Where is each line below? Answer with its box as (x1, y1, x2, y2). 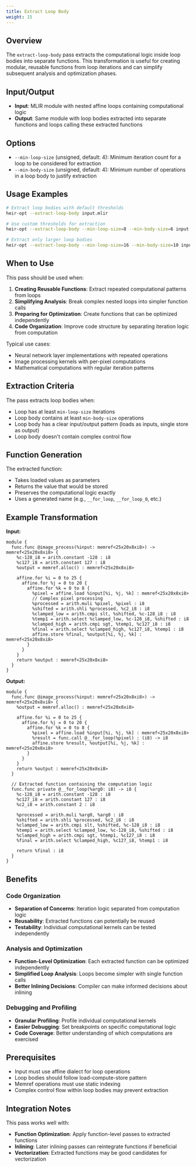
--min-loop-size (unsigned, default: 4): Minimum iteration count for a (14, 153, 181, 161)
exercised (14, 1035, 38, 1043)
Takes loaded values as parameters (14, 477, 100, 484)
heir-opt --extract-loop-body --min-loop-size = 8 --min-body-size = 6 (6, 226, 174, 232)
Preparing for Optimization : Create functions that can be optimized (14, 310, 178, 317)
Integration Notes (6, 1104, 71, 1114)
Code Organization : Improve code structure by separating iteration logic (14, 323, 189, 330)
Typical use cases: (6, 340, 51, 347)
